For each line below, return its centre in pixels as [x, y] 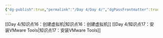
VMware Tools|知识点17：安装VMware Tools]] [55, 30]
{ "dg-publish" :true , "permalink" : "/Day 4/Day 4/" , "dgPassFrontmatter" [77, 9]
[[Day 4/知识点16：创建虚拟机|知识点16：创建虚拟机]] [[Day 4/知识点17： [77, 24]
